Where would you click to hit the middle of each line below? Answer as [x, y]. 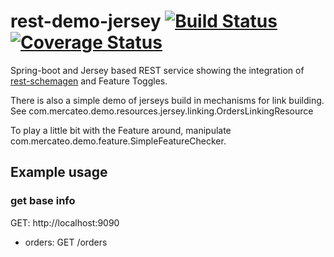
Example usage [59, 172]
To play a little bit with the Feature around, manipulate [121, 130]
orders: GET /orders [66, 242]
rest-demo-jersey [86, 21]
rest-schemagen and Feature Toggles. [89, 81]
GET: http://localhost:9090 [65, 222]
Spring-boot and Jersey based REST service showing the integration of [157, 70]
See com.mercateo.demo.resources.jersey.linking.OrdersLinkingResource [162, 111]
